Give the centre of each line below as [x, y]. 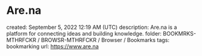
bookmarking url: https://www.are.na [52, 46]
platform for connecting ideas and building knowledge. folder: [84, 33]
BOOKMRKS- [179, 33]
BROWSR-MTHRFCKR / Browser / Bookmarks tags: [105, 40]
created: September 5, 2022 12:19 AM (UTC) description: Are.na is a [92, 27]
